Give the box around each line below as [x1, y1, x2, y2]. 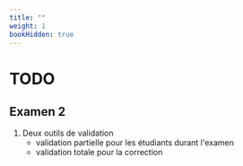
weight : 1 [9, 22, 47, 31]
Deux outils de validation [22, 127, 114, 139]
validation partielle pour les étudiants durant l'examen [35, 137, 235, 148]
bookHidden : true [9, 30, 74, 39]
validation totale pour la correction [35, 147, 163, 158]
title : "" [9, 13, 47, 22]
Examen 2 [9, 104, 66, 119]
